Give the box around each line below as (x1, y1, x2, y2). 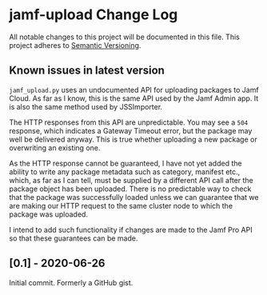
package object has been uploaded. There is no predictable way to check (9, 184, 252, 193)
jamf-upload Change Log (9, 6, 178, 24)
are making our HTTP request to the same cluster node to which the (9, 201, 233, 210)
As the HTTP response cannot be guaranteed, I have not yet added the (9, 158, 242, 168)
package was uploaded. (9, 209, 89, 219)
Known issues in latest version (9, 64, 165, 78)
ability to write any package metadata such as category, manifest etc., (9, 166, 241, 177)
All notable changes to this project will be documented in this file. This (9, 32, 241, 42)
